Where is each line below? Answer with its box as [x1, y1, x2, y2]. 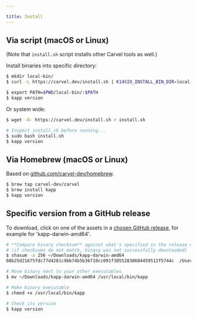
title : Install [6, 13, 43, 19]
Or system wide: [6, 105, 46, 112]
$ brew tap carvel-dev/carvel [6, 182, 80, 187]
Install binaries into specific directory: [6, 62, 97, 69]
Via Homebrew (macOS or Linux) [6, 155, 128, 165]
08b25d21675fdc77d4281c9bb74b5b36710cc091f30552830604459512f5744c [6, 258, 175, 264]
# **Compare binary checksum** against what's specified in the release [6, 241, 188, 248]
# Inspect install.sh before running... [6, 127, 107, 134]
